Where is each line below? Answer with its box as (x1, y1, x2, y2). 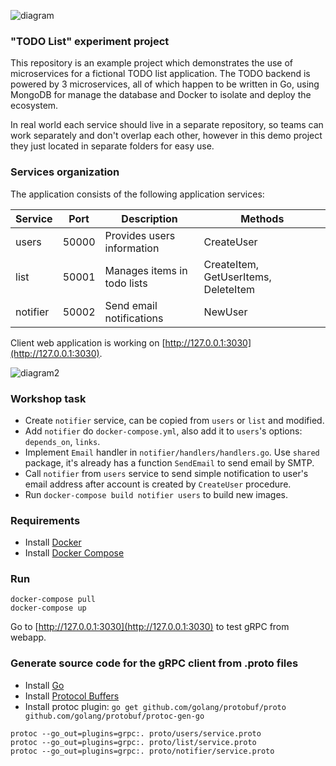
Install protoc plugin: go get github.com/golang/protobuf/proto (24, 700, 287, 712)
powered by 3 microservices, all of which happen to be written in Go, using (10, 78, 320, 90)
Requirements (10, 513, 81, 527)
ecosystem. (10, 100, 59, 112)
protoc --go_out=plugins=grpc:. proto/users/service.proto (10, 728, 262, 739)
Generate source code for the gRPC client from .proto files (10, 656, 299, 670)
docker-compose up (10, 603, 87, 614)
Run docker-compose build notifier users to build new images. (24, 488, 288, 500)
